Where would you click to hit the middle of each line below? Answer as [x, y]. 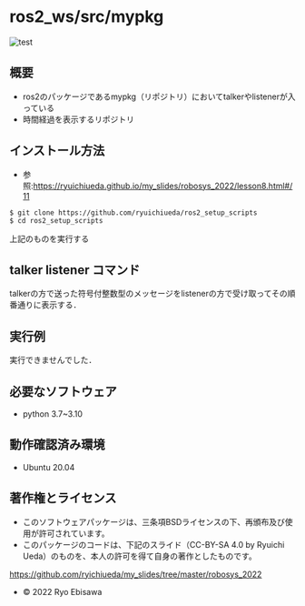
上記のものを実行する [49, 238]
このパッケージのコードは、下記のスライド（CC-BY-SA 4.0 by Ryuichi [153, 544]
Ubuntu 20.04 [49, 467]
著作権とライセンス [63, 498]
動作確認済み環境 [57, 444]
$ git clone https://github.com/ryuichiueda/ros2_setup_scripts [133, 212]
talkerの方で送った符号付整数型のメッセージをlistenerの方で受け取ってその [148, 294]
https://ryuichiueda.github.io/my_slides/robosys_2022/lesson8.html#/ [163, 186]
